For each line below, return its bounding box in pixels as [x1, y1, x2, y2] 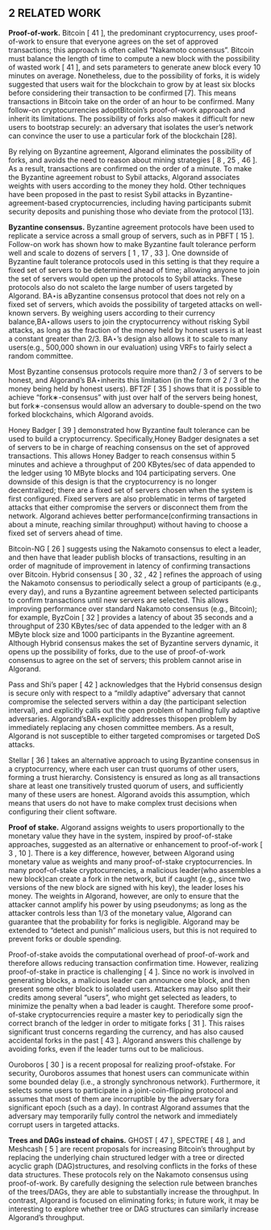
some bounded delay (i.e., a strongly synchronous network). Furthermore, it [8, 1077, 261, 1086]
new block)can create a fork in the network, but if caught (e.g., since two [8, 874, 252, 884]
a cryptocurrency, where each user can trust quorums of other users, [8, 763, 240, 774]
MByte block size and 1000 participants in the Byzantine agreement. [8, 629, 236, 639]
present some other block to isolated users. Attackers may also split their [8, 984, 251, 993]
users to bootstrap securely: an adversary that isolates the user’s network [8, 122, 253, 132]
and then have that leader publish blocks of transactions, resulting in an [8, 552, 247, 562]
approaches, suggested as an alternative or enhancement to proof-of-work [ [8, 839, 264, 849]
